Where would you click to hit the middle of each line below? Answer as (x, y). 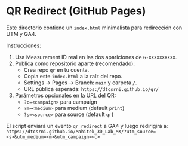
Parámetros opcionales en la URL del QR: (65, 95)
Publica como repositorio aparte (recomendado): (75, 63)
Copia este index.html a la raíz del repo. (73, 76)
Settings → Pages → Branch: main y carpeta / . (80, 83)
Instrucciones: (24, 45)
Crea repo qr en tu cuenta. (56, 69)
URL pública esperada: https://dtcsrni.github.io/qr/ (91, 89)
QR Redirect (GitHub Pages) (76, 11)
